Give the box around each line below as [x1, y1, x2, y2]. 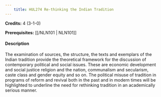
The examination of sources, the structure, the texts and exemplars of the [5, 51, 152, 57]
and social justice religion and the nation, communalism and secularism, [5, 67, 149, 72]
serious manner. [5, 87, 37, 93]
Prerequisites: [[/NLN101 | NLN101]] [5, 29, 77, 35]
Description [5, 41, 30, 46]
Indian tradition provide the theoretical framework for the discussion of [5, 56, 146, 62]
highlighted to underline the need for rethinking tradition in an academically [5, 82, 155, 88]
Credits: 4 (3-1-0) [5, 20, 41, 26]
